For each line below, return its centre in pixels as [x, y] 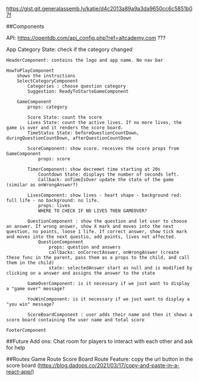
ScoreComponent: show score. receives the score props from [103, 148]
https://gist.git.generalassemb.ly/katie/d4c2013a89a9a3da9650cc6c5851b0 [99, 9]
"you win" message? [30, 304]
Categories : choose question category [77, 86]
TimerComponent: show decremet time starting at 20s [94, 169]
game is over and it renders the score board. [65, 128]
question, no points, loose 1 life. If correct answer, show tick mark [97, 231]
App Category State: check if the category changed [69, 49]
